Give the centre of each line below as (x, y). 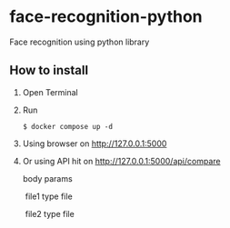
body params (47, 178)
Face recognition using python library (80, 42)
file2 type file (50, 213)
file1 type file (49, 196)
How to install (49, 70)
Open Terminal (50, 92)
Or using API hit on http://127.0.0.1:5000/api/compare (121, 161)
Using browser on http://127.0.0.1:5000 (95, 144)
